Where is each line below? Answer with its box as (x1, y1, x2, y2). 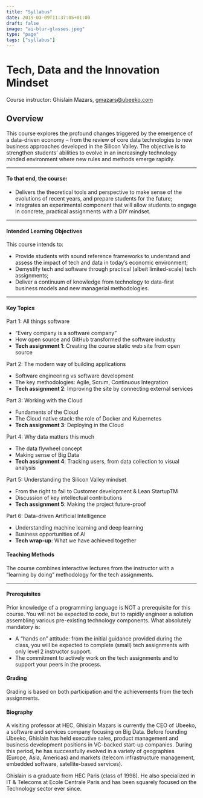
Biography (6, 708, 33, 716)
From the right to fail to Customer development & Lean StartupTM (14, 488, 178, 495)
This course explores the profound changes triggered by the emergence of (6, 130, 193, 137)
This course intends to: (6, 241, 63, 248)
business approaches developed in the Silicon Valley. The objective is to (6, 142, 186, 150)
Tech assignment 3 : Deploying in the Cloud (14, 422, 124, 429)
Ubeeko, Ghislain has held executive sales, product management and (6, 734, 178, 742)
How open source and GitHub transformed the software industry (14, 336, 176, 343)
